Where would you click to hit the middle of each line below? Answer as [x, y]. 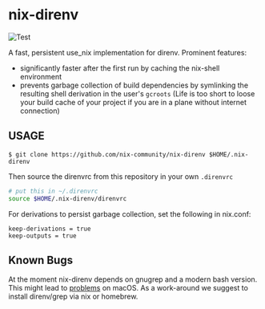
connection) [40, 111]
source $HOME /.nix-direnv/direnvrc [68, 198]
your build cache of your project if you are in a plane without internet [133, 102]
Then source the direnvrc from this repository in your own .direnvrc [121, 176]
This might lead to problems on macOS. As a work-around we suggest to [128, 288]
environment [41, 76]
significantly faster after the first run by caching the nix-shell [120, 68]
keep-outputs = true [43, 236]
